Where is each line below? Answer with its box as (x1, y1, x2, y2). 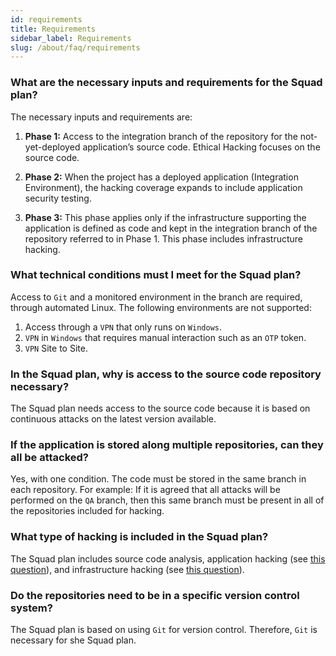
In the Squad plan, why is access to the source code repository (10, 367, 322, 381)
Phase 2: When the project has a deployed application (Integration (24, 171, 299, 183)
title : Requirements (10, 24, 97, 34)
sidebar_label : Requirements (10, 33, 132, 43)
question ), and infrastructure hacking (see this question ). (10, 563, 245, 575)
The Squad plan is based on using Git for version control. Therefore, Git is (10, 624, 318, 636)
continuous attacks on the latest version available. (10, 413, 217, 425)
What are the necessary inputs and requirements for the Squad (10, 76, 323, 90)
